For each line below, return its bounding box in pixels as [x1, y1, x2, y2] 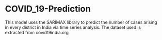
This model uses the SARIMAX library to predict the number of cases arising [5, 19, 158, 25]
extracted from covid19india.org [5, 29, 69, 35]
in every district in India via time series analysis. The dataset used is [5, 24, 141, 30]
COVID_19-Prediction [5, 3, 91, 14]
